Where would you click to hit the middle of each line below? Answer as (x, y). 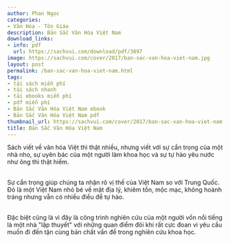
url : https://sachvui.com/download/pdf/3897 (78, 52)
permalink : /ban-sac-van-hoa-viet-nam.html (70, 71)
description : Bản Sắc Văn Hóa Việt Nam (64, 33)
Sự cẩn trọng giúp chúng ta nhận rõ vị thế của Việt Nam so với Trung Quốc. (113, 183)
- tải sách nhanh (32, 90)
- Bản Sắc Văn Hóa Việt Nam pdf (53, 115)
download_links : (30, 39)
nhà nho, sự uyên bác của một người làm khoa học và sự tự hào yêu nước (111, 155)
